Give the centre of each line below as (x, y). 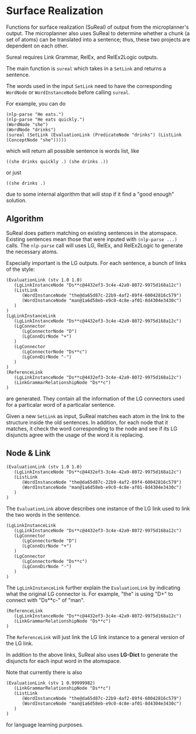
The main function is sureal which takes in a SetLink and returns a (86, 68)
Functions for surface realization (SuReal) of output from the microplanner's (97, 27)
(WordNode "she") (27, 124)
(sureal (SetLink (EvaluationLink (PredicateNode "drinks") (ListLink (94, 135)
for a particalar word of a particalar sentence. (61, 405)
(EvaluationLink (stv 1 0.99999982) (51, 683)
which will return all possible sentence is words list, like (73, 151)
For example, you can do (36, 103)
